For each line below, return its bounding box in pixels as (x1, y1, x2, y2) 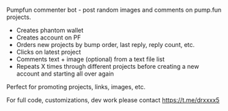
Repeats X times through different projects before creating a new (16, 63, 199, 70)
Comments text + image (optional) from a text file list (16, 55, 165, 63)
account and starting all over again (16, 69, 114, 78)
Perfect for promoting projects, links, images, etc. (6, 83, 146, 91)
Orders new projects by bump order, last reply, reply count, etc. (16, 41, 195, 48)
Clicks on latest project (16, 48, 81, 56)
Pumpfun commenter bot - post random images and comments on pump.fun (6, 6, 222, 14)
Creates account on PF (16, 33, 81, 42)
